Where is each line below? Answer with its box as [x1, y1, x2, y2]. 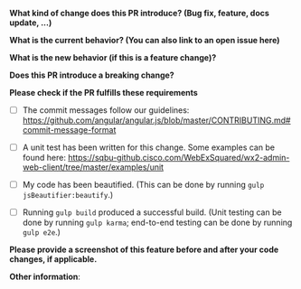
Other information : [9, 271, 81, 283]
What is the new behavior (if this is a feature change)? [9, 52, 217, 62]
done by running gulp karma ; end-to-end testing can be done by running [22, 217, 293, 228]
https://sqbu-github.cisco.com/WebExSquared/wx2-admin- [67, 153, 290, 163]
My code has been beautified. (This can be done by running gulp [22, 180, 265, 191]
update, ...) [9, 17, 52, 28]
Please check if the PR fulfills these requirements [9, 88, 199, 98]
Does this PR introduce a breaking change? [9, 70, 174, 80]
